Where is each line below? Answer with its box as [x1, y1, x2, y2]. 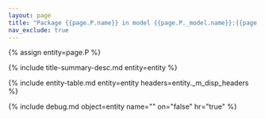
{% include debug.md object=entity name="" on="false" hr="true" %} [8, 102, 237, 111]
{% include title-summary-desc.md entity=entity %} [8, 63, 179, 73]
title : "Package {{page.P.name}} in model [8, 19, 151, 27]
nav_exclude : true [8, 26, 69, 34]
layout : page [8, 11, 52, 20]
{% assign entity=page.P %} [8, 48, 102, 58]
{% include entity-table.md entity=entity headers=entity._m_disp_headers [8, 78, 249, 87]
